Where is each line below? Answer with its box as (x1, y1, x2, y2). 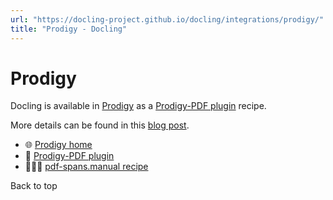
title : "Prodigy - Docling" (10, 24, 128, 34)
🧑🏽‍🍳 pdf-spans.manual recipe (24, 161, 149, 173)
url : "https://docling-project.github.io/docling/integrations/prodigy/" (10, 14, 325, 25)
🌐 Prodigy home (24, 139, 93, 151)
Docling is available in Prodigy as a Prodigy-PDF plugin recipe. (10, 100, 267, 112)
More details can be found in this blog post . (10, 119, 190, 131)
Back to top (10, 180, 58, 192)
